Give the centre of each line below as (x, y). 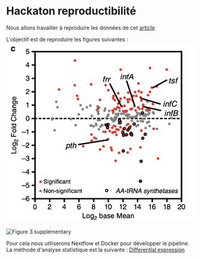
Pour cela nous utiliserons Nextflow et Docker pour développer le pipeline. (98, 243)
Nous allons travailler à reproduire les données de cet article (81, 28)
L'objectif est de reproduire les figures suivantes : (67, 39)
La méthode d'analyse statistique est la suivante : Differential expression (96, 250)
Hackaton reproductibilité (71, 11)
